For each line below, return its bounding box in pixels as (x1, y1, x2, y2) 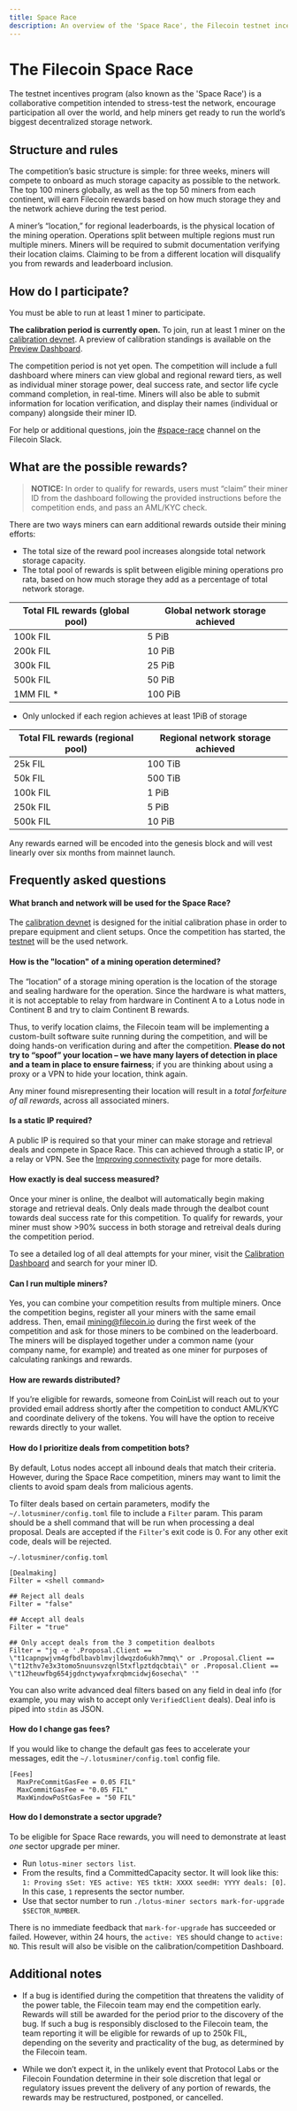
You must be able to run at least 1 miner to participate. (9, 307, 206, 319)
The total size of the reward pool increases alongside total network (21, 545, 266, 556)
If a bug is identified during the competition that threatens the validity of (21, 1990, 285, 2000)
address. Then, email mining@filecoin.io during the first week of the (9, 1316, 256, 1328)
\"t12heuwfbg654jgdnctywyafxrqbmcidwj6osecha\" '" (9, 1669, 200, 1678)
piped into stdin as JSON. (9, 1703, 104, 1714)
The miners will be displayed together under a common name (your (9, 1336, 255, 1346)
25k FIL (13, 758, 46, 770)
